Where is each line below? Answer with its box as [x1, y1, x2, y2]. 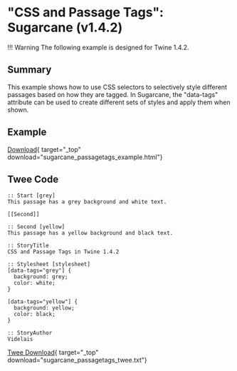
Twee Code [7, 173, 59, 185]
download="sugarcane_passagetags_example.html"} [7, 153, 163, 161]
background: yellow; [14, 305, 75, 312]
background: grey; [14, 273, 69, 280]
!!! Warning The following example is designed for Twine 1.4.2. [7, 43, 190, 51]
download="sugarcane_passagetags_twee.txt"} [7, 356, 147, 365]
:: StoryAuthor [7, 330, 53, 337]
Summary [7, 63, 52, 76]
